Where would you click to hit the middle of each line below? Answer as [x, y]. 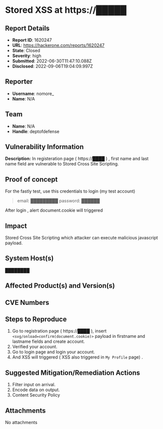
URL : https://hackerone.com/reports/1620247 [58, 45]
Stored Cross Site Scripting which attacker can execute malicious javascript [81, 238]
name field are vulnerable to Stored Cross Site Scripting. [62, 164]
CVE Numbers [27, 302]
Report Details [27, 28]
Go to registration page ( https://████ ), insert [59, 331]
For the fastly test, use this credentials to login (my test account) [70, 191]
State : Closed [26, 50]
